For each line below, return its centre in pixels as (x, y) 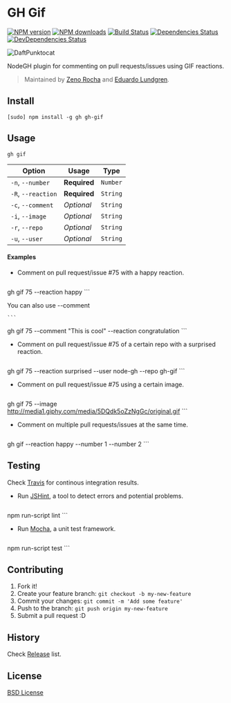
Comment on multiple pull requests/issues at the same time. (103, 424)
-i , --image (29, 216)
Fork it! (27, 586)
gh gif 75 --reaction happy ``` (48, 292)
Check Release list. (35, 654)
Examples (22, 257)
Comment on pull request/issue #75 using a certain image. (101, 384)
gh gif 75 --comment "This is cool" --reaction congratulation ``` (97, 330)
